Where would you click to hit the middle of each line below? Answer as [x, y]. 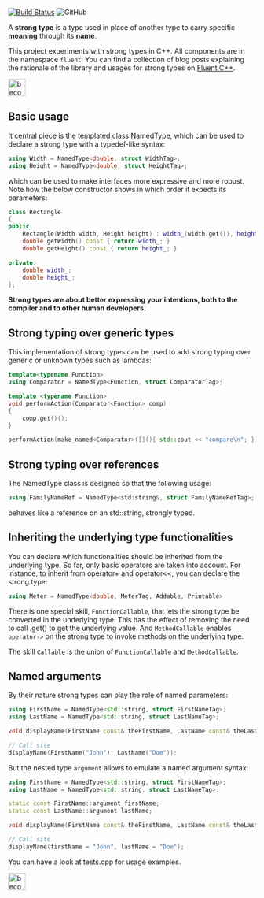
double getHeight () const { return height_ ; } [100, 248]
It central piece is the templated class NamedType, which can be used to [126, 135]
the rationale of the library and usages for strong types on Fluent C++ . [122, 68]
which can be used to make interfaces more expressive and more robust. [126, 180]
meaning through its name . [52, 36]
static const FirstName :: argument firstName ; [84, 803]
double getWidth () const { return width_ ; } [96, 241]
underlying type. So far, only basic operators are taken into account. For [125, 565]
